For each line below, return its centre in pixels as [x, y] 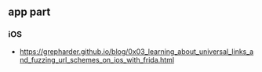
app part [29, 12]
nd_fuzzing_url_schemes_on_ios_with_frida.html [97, 59]
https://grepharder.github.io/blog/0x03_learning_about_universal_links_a [136, 51]
